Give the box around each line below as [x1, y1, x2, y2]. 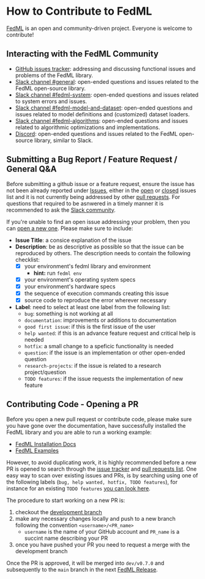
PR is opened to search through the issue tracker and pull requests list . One [6, 465, 197, 473]
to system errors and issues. [15, 97, 88, 105]
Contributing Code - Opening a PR [6, 399, 139, 409]
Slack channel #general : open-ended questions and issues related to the [15, 78, 199, 85]
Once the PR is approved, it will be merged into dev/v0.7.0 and [6, 559, 165, 567]
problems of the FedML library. [15, 72, 94, 79]
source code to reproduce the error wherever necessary [24, 296, 167, 304]
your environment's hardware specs [24, 283, 116, 290]
